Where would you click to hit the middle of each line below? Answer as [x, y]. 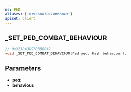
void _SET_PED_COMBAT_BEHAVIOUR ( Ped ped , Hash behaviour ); [66, 53]
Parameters [23, 69]
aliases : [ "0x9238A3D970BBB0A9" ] [39, 14]
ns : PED [13, 9]
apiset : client [20, 18]
